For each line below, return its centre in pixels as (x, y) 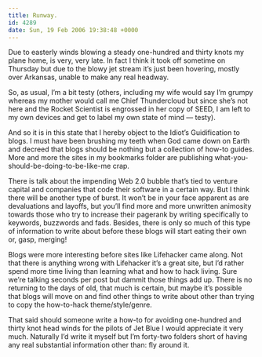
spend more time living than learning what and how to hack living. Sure (123, 271)
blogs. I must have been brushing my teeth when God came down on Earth (129, 141)
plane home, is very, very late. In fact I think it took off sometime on (117, 60)
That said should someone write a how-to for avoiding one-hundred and (125, 320)
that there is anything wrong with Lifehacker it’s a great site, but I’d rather (126, 263)
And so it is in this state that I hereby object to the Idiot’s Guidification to (124, 133)
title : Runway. (33, 15)
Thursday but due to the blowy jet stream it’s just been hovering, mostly (124, 69)
